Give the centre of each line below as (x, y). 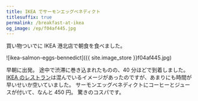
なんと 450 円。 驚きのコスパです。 (80, 92)
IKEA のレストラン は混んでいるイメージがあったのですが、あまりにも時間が (99, 77)
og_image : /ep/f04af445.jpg (41, 28)
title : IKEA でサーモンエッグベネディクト (53, 12)
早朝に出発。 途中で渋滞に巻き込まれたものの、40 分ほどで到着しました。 (98, 70)
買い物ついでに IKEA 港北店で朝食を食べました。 (66, 46)
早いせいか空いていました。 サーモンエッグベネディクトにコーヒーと (91, 85)
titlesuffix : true (29, 17)
